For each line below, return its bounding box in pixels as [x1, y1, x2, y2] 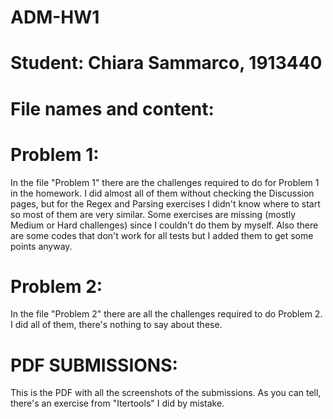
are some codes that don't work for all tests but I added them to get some [10, 229, 314, 241]
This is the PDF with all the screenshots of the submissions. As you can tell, [10, 387, 322, 399]
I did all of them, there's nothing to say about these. [10, 319, 223, 331]
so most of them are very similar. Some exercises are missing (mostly [10, 208, 297, 220]
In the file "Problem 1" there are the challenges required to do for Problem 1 [10, 176, 320, 188]
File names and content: [10, 97, 215, 120]
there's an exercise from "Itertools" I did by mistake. [10, 397, 225, 410]
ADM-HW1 [10, 6, 100, 29]
